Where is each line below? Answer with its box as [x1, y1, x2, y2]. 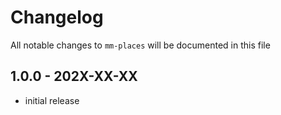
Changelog [10, 6, 104, 29]
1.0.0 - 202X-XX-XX [10, 68, 138, 85]
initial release [24, 94, 80, 106]
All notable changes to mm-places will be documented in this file [10, 39, 271, 51]
